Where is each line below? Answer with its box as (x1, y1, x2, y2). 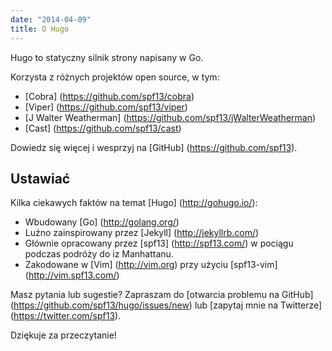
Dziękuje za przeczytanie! (10, 329, 117, 341)
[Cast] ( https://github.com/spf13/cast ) (24, 122, 182, 134)
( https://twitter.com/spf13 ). (10, 310, 122, 322)
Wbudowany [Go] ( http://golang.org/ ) (24, 216, 180, 228)
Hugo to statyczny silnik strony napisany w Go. (10, 51, 204, 63)
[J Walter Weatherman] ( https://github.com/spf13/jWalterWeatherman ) (24, 111, 317, 123)
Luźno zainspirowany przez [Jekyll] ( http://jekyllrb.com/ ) (24, 227, 260, 239)
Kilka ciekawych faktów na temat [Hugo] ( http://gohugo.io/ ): (10, 197, 258, 209)
